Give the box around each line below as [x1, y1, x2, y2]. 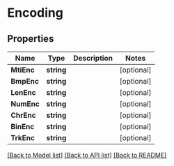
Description [72, 54, 113, 63]
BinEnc [10, 122, 35, 131]
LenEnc [10, 88, 36, 97]
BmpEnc [10, 77, 40, 86]
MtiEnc [10, 65, 35, 75]
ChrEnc [10, 110, 36, 120]
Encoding [7, 5, 64, 21]
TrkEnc [10, 133, 35, 142]
